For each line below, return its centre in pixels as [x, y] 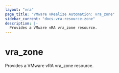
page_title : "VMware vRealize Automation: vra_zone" [60, 14]
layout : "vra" [20, 10]
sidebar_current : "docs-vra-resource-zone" [50, 19]
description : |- [22, 23]
